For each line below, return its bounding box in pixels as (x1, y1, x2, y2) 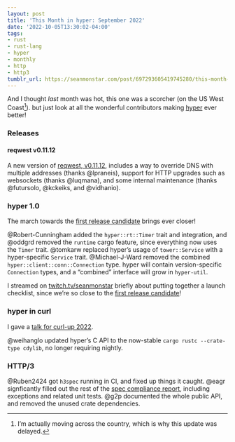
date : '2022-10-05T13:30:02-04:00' (7, 23, 111, 30)
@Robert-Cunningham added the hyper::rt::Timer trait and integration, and (7, 231, 227, 239)
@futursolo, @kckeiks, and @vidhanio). (7, 184, 121, 192)
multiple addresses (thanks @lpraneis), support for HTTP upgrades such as (7, 169, 225, 178)
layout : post (7, 10, 45, 18)
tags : (7, 29, 23, 37)
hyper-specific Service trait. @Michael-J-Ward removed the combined (7, 253, 211, 262)
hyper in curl (7, 307, 52, 316)
